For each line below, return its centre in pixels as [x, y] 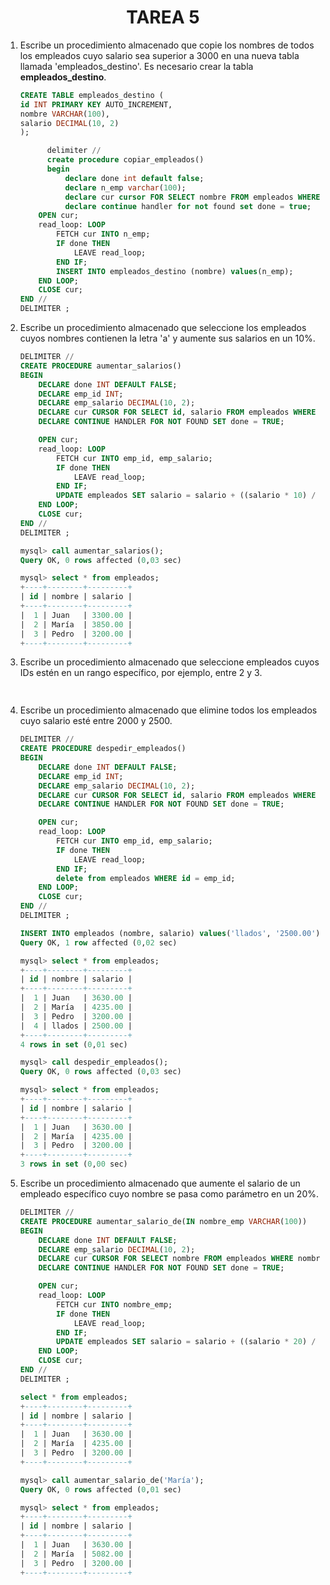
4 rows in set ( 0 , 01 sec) [73, 1044]
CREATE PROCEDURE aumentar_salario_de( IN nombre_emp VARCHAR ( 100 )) [163, 1221]
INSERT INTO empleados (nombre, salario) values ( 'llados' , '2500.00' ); [172, 933]
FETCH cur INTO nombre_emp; [114, 1304]
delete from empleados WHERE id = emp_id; [146, 878]
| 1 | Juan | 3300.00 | [76, 615]
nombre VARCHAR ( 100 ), [65, 114]
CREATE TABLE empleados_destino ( [91, 95]
